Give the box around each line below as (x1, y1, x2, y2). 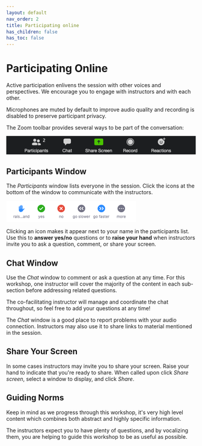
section (6, 287, 25, 294)
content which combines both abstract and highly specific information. (6, 415, 182, 422)
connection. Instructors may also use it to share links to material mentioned (6, 323, 192, 330)
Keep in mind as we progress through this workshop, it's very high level (6, 409, 183, 416)
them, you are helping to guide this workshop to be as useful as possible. (6, 433, 188, 440)
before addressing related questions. (26, 287, 117, 294)
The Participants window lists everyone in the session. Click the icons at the (6, 182, 195, 189)
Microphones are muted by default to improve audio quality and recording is (6, 106, 195, 114)
